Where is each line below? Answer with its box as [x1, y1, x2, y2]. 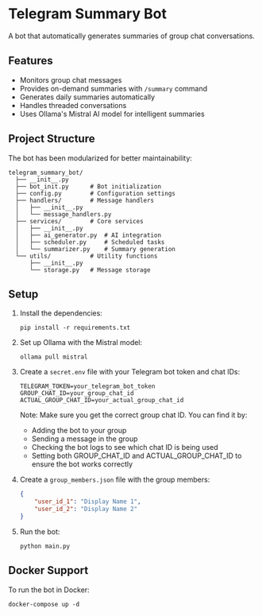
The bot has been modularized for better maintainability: [8, 153, 193, 163]
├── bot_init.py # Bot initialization [15, 182, 161, 191]
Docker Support [8, 564, 89, 577]
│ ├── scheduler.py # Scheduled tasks [15, 238, 165, 246]
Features [8, 54, 53, 68]
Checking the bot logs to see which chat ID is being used [31, 443, 218, 452]
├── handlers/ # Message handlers [15, 196, 155, 204]
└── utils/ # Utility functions [15, 252, 158, 260]
